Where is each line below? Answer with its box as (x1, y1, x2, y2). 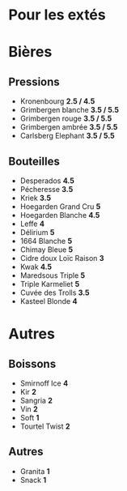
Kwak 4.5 (19, 262, 53, 271)
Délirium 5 (19, 228, 55, 237)
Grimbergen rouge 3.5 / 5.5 (19, 113, 112, 123)
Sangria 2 (19, 395, 53, 405)
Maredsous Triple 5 (19, 271, 86, 280)
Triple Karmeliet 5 (19, 280, 80, 288)
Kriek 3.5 (19, 193, 51, 203)
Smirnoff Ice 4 (19, 378, 69, 388)
